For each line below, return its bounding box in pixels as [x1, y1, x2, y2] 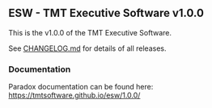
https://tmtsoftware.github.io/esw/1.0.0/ [8, 90, 141, 100]
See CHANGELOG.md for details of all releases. [8, 44, 167, 53]
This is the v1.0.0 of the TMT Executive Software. [8, 27, 172, 37]
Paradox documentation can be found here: [8, 82, 154, 92]
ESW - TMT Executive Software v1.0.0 [8, 6, 205, 20]
